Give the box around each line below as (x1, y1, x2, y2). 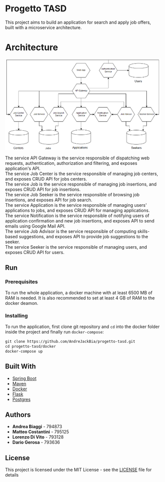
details (5, 472, 19, 478)
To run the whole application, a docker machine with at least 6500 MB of (5, 290, 153, 296)
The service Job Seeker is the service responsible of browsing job (5, 191, 140, 197)
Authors (5, 410, 31, 419)
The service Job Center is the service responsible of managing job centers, (5, 171, 159, 177)
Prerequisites (5, 278, 38, 285)
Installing (5, 312, 28, 319)
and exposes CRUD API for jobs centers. (5, 176, 87, 182)
